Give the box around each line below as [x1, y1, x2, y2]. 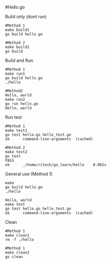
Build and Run [5, 57, 33, 63]
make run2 [5, 97, 26, 102]
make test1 [5, 128, 28, 133]
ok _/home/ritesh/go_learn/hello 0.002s [5, 162, 107, 167]
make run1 [5, 71, 26, 76]
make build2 [5, 45, 29, 50]
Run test [5, 114, 22, 120]
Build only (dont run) [5, 14, 47, 19]
